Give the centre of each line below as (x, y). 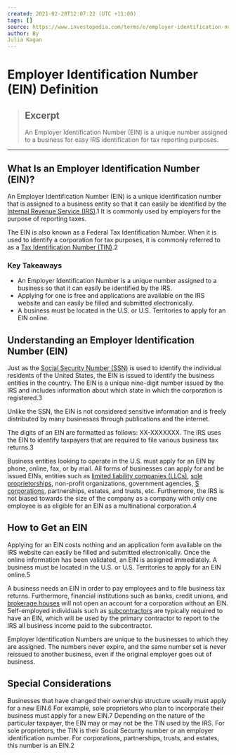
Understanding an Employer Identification (101, 340)
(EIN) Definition (53, 90)
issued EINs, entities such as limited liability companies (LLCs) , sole (105, 476)
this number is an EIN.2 (41, 745)
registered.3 (25, 398)
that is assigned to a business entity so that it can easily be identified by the (117, 204)
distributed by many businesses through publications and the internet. (109, 419)
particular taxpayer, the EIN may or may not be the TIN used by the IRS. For (116, 723)
